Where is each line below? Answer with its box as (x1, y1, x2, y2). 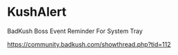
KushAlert (7, 4, 67, 20)
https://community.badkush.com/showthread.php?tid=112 (7, 40, 171, 48)
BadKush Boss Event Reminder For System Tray (7, 27, 143, 35)
